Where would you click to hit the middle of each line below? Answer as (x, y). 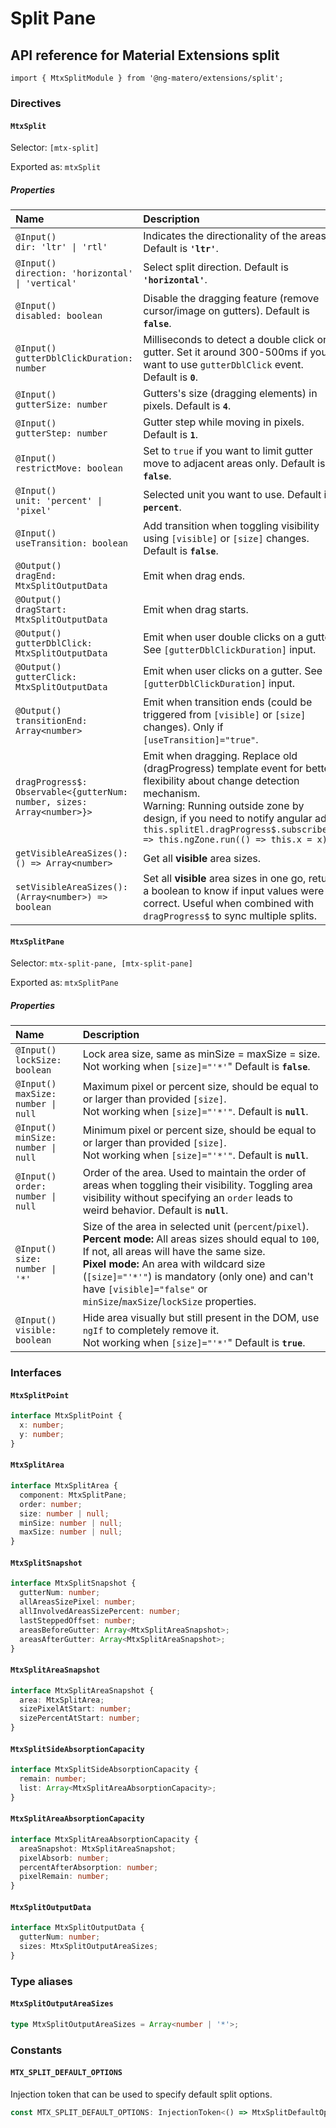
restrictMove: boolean (69, 468)
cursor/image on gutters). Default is (226, 311)
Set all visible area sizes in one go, (225, 879)
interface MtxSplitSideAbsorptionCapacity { (104, 1770)
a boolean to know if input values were (234, 891)
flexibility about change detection (221, 781)
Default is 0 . (170, 377)
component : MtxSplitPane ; (73, 1495)
